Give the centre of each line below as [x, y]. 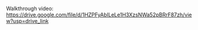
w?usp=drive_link [27, 21]
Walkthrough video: [30, 9]
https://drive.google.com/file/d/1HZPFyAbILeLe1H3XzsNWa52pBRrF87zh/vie [99, 15]
